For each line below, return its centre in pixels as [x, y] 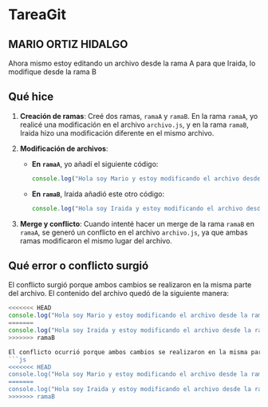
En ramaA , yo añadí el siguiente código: [95, 164]
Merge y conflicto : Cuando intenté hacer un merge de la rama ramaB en [137, 223]
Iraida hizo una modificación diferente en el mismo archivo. [117, 132]
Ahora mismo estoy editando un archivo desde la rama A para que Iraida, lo [132, 63]
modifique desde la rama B [53, 72]
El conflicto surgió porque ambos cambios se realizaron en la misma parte [130, 285]
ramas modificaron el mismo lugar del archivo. [96, 240]
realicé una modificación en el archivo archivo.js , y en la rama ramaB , [134, 124]
